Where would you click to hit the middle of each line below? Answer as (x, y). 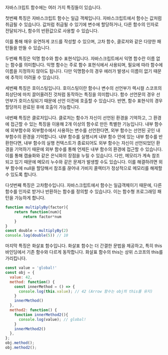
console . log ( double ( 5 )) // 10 (37, 235)
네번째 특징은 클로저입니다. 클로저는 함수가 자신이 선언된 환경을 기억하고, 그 (79, 118)
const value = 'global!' (31, 268)
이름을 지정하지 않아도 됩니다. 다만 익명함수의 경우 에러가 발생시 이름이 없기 (79, 71)
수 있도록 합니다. (21, 174)
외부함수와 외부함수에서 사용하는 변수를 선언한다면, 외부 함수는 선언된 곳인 (83, 130)
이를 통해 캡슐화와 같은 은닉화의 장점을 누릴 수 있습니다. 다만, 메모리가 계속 (78, 156)
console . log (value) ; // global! (52, 319)
